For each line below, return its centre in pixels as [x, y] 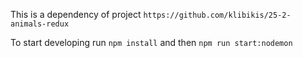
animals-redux [40, 24]
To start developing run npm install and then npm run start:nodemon [151, 42]
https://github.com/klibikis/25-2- [217, 15]
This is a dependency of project [76, 14]
